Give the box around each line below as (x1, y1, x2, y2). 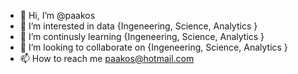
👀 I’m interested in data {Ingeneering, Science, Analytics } (19, 20, 258, 32)
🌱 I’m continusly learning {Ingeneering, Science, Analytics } (19, 31, 265, 42)
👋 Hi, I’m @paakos (19, 10, 96, 21)
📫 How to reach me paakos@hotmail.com (19, 53, 195, 64)
